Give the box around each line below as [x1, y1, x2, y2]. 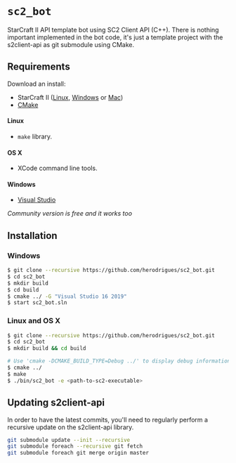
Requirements [7, 61, 70, 73]
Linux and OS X [7, 316, 61, 326]
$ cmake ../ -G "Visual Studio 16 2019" [7, 293, 128, 300]
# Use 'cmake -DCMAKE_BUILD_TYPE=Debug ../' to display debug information [7, 358, 231, 365]
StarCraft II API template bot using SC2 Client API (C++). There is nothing [7, 25, 219, 34]
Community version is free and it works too [7, 209, 132, 218]
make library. [17, 132, 53, 141]
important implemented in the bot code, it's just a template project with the [7, 33, 223, 41]
